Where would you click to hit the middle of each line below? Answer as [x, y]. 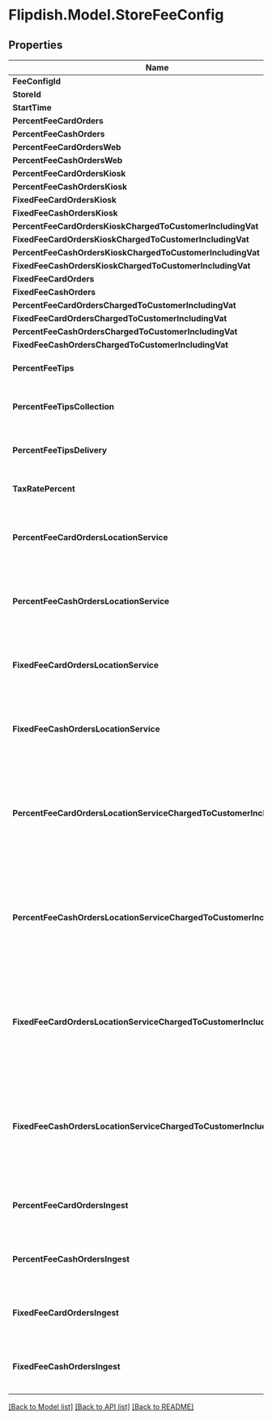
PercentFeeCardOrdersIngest [70, 1205]
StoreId [27, 94]
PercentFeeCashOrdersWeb [68, 160]
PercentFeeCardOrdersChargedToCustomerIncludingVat [124, 305]
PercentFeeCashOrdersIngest [71, 1259]
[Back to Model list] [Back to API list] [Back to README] [101, 1407]
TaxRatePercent [44, 489]
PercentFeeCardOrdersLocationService [90, 537]
